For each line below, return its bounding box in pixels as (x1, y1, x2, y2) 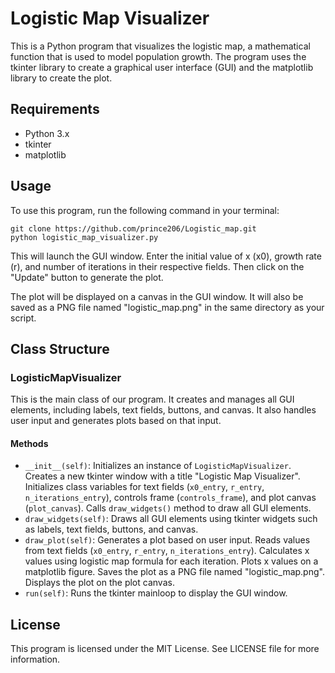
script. (10, 312, 37, 324)
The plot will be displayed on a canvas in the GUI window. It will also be (10, 290, 304, 302)
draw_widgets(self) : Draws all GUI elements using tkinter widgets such (24, 513, 318, 525)
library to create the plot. (10, 72, 113, 84)
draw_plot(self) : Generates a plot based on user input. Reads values (24, 534, 311, 546)
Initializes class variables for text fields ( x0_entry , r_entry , (24, 481, 265, 493)
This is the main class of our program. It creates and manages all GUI (10, 393, 295, 406)
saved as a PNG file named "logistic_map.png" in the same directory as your (10, 301, 325, 313)
